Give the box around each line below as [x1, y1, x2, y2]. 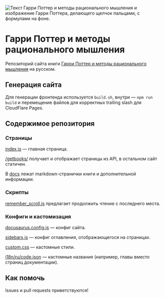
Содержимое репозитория [5, 119, 95, 128]
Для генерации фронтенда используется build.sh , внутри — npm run [5, 94, 153, 100]
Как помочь [5, 274, 45, 282]
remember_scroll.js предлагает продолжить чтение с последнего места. [5, 200, 160, 207]
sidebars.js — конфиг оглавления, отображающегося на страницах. [5, 234, 151, 240]
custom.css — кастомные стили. [5, 244, 75, 250]
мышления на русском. [5, 66, 56, 72]
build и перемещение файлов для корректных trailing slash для [5, 99, 142, 106]
